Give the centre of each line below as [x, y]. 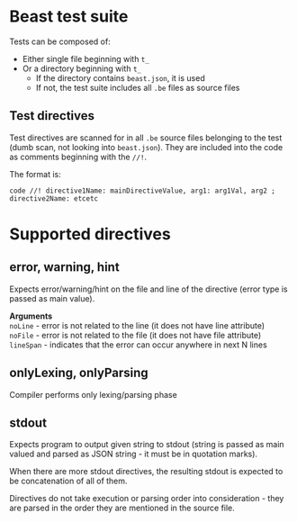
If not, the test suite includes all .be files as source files [138, 87]
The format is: [35, 174]
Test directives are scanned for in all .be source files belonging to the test [146, 138]
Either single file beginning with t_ [86, 58]
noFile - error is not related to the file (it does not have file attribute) [135, 335]
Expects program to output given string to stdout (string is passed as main [147, 445]
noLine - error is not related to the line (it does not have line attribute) [137, 325]
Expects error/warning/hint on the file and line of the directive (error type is [148, 289]
